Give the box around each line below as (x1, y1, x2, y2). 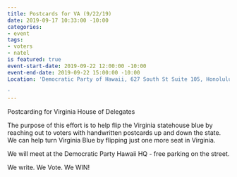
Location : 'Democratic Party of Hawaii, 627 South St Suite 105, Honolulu (7, 75, 232, 83)
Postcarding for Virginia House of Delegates (7, 107, 135, 116)
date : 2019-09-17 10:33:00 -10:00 (7, 17, 109, 24)
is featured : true (7, 56, 61, 63)
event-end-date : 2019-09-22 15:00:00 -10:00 (7, 69, 140, 76)
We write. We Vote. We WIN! (7, 163, 90, 172)
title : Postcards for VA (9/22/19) (7, 10, 112, 18)
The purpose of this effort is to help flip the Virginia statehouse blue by (7, 121, 213, 130)
